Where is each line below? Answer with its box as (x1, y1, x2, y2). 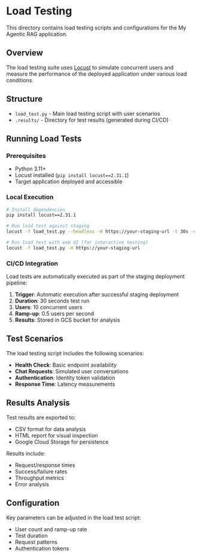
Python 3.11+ (14, 165, 47, 172)
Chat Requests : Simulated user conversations (14, 367, 129, 375)
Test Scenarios (6, 334, 64, 344)
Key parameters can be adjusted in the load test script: (6, 514, 142, 521)
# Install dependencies (6, 206, 66, 212)
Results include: (6, 450, 46, 457)
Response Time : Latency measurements (14, 380, 115, 388)
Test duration (14, 532, 48, 539)
